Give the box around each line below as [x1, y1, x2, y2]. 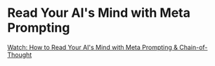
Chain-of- [178, 43, 208, 51]
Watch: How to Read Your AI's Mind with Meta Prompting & [7, 43, 178, 51]
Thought [7, 51, 32, 59]
